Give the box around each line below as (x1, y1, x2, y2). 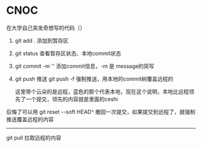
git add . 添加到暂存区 (14, 37, 69, 44)
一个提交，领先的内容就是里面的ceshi (25, 95, 118, 103)
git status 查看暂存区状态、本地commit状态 (14, 49, 121, 57)
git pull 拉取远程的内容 (6, 134, 62, 141)
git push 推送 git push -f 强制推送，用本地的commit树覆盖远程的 (14, 75, 174, 82)
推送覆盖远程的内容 (6, 115, 54, 123)
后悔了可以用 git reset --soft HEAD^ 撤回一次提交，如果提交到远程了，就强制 (6, 108, 195, 115)
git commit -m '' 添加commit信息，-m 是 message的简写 (14, 62, 155, 70)
